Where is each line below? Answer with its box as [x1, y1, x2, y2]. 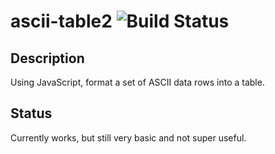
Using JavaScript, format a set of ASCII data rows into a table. [10, 76, 265, 88]
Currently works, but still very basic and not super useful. [10, 131, 247, 144]
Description [10, 50, 85, 67]
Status [10, 105, 53, 122]
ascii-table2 [10, 10, 113, 33]
